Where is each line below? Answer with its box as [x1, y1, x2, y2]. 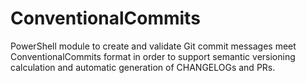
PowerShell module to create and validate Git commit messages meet [10, 40, 297, 52]
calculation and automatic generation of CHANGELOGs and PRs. [10, 61, 276, 73]
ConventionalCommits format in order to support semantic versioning [10, 50, 296, 62]
